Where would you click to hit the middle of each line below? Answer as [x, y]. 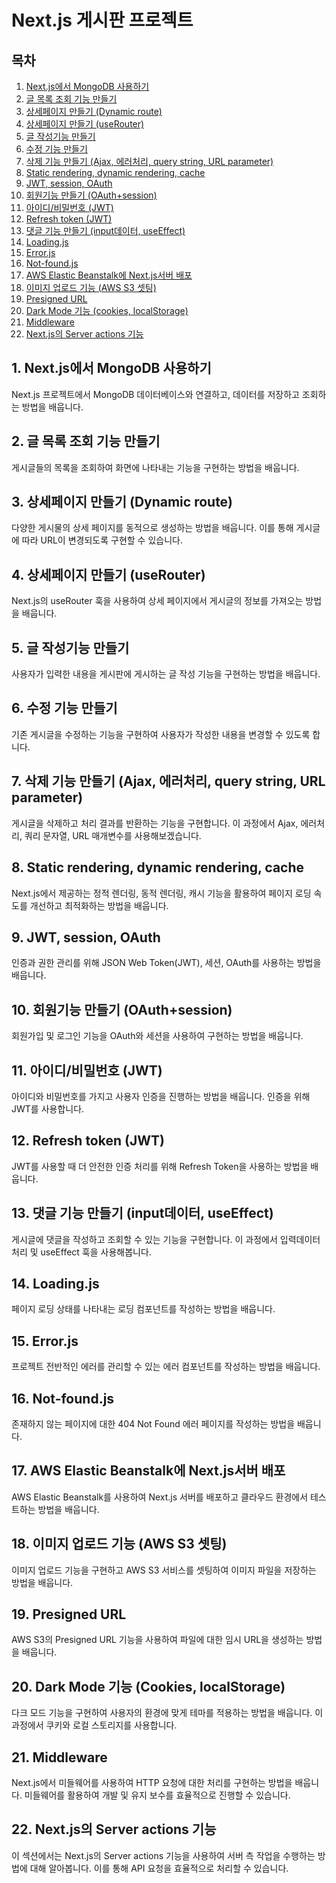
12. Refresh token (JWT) [88, 1141]
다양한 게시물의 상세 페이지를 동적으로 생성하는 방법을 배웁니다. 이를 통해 [152, 528]
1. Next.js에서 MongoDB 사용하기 [111, 368]
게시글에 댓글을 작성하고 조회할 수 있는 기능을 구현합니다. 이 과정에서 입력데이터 [166, 1239]
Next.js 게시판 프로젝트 [102, 20]
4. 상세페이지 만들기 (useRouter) [108, 574]
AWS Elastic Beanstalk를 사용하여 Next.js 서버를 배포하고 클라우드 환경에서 [160, 1497]
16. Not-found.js [63, 1398]
